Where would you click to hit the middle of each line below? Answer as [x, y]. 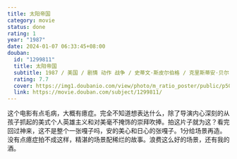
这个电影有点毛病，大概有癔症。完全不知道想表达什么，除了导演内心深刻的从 [119, 113]
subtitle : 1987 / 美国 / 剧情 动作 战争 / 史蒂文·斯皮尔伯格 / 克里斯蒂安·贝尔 [121, 72]
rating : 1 [22, 33]
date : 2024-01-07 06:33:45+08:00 [56, 46]
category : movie [31, 20]
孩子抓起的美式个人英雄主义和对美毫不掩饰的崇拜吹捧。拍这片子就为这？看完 [119, 122]
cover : [23, 86]
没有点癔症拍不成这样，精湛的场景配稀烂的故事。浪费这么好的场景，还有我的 [119, 140]
